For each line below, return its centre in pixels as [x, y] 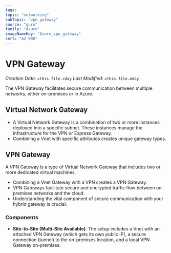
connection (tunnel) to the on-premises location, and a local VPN [81, 240]
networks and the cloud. [59, 193]
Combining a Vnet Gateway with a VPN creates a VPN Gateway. [80, 182]
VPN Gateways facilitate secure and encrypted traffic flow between [84, 188]
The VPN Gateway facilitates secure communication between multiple [79, 88]
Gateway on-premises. [37, 245]
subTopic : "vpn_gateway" [32, 20]
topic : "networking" [27, 15]
